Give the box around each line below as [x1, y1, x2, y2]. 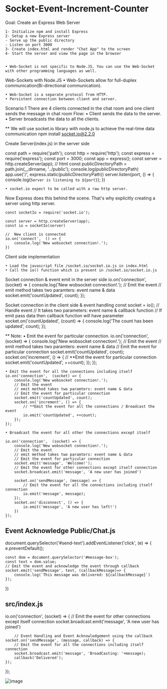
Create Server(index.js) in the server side [5, 140, 90, 146]
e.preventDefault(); [5, 545, 44, 551]
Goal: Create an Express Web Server [5, 19, 81, 25]
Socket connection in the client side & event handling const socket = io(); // [5, 302, 160, 308]
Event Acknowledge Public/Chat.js [5, 527, 116, 535]
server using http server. [5, 200, 56, 206]
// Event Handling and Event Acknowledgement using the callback [14, 633, 153, 639]
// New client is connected [5, 231, 66, 237]
